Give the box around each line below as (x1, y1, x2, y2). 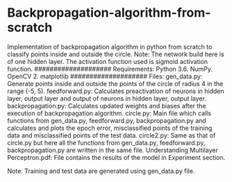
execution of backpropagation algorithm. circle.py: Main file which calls (7, 109, 212, 117)
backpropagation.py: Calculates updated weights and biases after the (7, 101, 206, 110)
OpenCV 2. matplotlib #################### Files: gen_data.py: (7, 72, 203, 81)
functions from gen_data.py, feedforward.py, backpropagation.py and (7, 116, 206, 124)
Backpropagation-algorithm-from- (7, 5, 211, 21)
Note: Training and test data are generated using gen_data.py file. (7, 167, 195, 175)
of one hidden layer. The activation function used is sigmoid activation (7, 57, 208, 65)
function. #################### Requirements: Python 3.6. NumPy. (7, 65, 213, 73)
